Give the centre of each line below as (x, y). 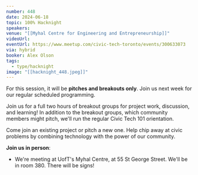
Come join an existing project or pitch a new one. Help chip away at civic (94, 130)
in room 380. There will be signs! (55, 166)
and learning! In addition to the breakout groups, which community (87, 113)
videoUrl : (18, 39)
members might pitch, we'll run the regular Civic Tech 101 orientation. (90, 119)
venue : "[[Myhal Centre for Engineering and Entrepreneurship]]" (88, 34)
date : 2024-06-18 (27, 17)
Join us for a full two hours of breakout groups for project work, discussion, (98, 106)
